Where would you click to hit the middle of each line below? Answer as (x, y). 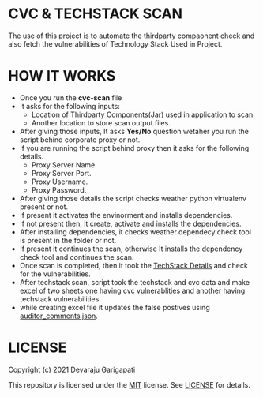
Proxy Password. (59, 189)
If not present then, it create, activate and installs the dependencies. (130, 223)
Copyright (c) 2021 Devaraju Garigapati (72, 369)
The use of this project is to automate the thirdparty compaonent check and (131, 36)
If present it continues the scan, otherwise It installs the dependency (131, 249)
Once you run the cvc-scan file (71, 97)
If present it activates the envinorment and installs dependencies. (126, 215)
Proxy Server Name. (64, 165)
